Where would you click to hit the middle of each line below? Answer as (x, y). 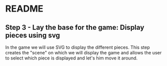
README (24, 9)
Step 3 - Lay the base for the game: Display (75, 27)
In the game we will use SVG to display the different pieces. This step (78, 47)
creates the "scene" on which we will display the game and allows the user (83, 53)
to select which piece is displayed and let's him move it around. (72, 58)
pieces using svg (33, 35)
